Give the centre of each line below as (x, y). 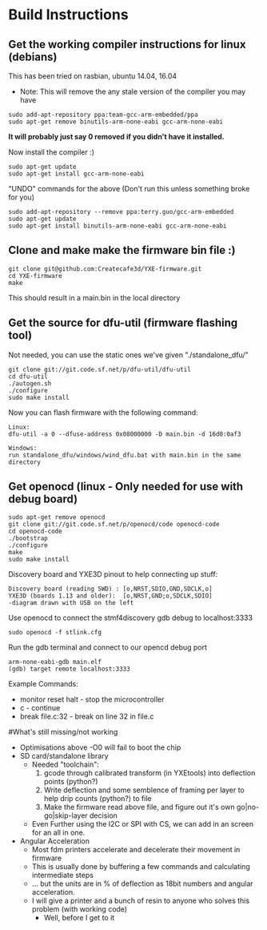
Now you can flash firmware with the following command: (103, 412)
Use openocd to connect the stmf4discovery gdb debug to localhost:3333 (131, 618)
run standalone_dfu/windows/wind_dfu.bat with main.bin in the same (125, 455)
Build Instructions (69, 15)
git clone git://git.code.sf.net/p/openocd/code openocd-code (114, 525)
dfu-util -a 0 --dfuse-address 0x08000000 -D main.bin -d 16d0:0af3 (125, 434)
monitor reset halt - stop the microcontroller (92, 699)
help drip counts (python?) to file (98, 799)
